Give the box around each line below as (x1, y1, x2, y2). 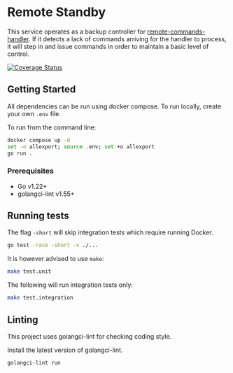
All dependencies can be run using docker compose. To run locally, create (7, 102, 222, 111)
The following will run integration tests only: (7, 281, 133, 289)
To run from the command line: (7, 123, 97, 132)
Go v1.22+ (17, 182, 48, 190)
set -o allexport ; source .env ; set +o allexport (7, 143, 155, 150)
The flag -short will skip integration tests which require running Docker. (7, 228, 213, 237)
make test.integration (7, 295, 73, 302)
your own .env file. (7, 109, 62, 118)
